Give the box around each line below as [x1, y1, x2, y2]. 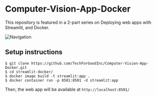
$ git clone [5, 61, 29, 66]
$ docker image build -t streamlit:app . [5, 74, 90, 79]
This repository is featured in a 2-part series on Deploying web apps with [5, 19, 152, 25]
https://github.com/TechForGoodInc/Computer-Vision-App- [31, 61, 149, 66]
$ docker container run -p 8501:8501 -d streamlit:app [5, 78, 119, 83]
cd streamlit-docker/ [9, 69, 53, 74]
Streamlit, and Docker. [5, 24, 50, 30]
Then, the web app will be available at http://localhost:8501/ [5, 86, 130, 92]
